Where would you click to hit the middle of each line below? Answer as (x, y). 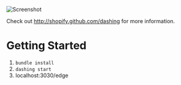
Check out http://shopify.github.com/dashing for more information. (91, 21)
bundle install (35, 63)
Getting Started (47, 46)
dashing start (33, 69)
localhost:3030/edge (42, 75)
